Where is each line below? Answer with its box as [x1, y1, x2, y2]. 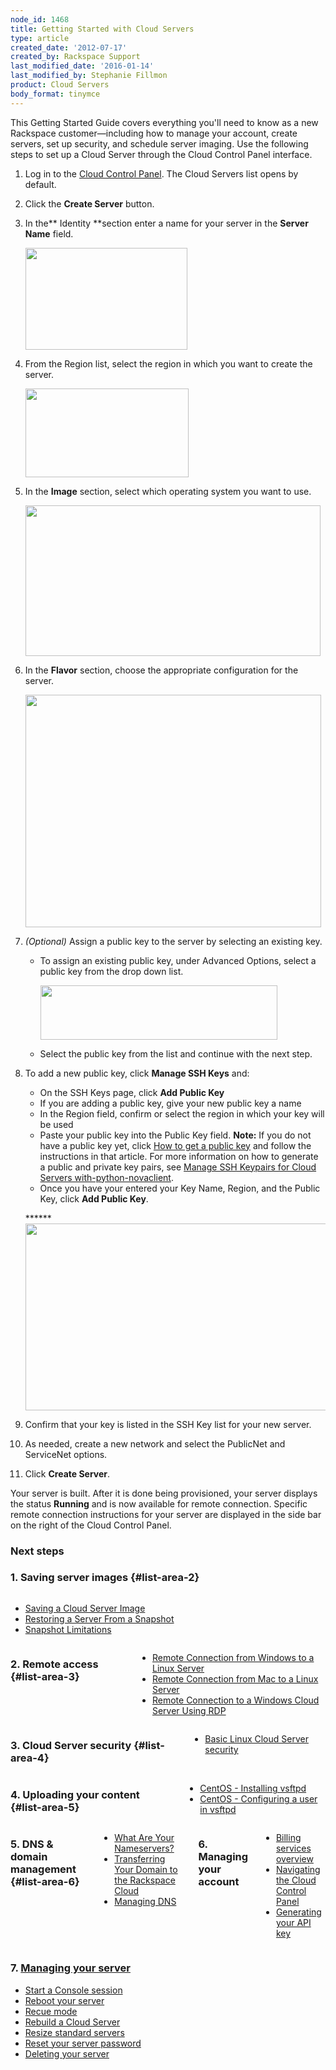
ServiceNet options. [24, 1448, 108, 1460]
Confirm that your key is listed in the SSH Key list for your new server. [24, 1418, 312, 1430]
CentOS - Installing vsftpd [199, 1782, 307, 1795]
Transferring [114, 1853, 166, 1865]
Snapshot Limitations [24, 1623, 112, 1635]
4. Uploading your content [10, 1788, 140, 1802]
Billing [275, 1832, 302, 1844]
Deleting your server [24, 2047, 110, 2060]
